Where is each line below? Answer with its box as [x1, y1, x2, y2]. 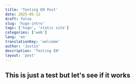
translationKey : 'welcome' [5, 39, 60, 44]
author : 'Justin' [5, 44, 41, 49]
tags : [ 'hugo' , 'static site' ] [5, 26, 69, 30]
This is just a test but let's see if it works [5, 71, 131, 79]
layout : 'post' [5, 53, 36, 58]
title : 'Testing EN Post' [5, 7, 58, 12]
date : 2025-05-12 [5, 12, 41, 17]
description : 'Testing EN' [5, 48, 60, 53]
